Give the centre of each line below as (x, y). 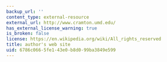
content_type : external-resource (48, 17)
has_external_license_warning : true (52, 28)
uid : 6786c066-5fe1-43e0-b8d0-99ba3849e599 (61, 50)
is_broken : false (28, 34)
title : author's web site (38, 45)
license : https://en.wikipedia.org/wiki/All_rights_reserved (84, 39)
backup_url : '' (25, 12)
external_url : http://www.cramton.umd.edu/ (61, 22)
